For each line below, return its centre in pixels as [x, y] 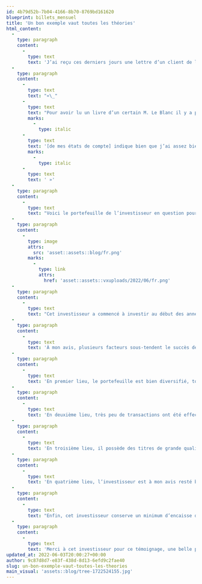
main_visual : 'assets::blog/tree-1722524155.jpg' [70, 572]
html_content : [24, 29]
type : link [52, 269]
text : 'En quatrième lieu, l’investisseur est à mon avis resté [110, 482]
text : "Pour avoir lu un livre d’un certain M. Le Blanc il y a [110, 113]
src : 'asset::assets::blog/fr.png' [77, 253]
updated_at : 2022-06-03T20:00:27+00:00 [56, 554]
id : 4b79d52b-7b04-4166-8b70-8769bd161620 [60, 12]
